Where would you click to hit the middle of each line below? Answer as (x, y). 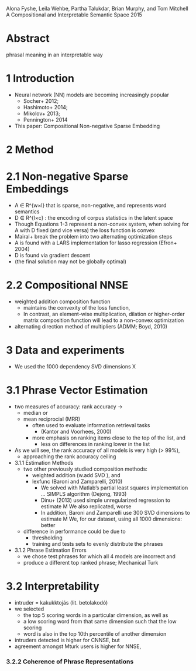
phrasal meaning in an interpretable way (55, 55)
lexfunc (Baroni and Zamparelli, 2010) (77, 481)
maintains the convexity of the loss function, (77, 307)
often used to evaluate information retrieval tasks (91, 425)
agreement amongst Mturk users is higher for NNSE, (78, 646)
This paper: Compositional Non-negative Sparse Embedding (87, 126)
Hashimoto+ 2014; (45, 107)
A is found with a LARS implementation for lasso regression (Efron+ (96, 243)
